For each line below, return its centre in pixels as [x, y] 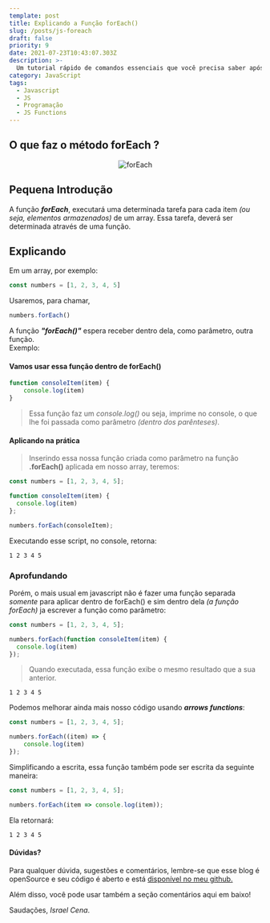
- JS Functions [42, 113]
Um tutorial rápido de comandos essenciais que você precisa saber [131, 68]
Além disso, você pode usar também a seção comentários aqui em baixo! [130, 894]
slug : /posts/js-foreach [50, 30]
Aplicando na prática [44, 440]
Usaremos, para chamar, [50, 301]
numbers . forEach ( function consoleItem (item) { [88, 639]
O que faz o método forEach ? [84, 145]
